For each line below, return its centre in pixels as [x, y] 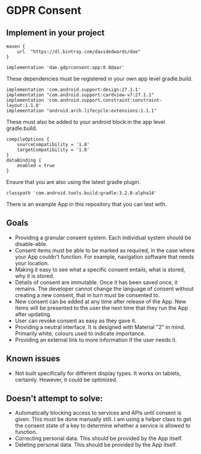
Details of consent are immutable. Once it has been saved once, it [96, 282]
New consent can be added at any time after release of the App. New [100, 301]
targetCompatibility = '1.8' [53, 150]
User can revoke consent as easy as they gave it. [76, 321]
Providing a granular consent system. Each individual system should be [103, 238]
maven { [16, 46]
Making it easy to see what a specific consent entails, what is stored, [100, 269]
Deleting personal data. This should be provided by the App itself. [96, 445]
